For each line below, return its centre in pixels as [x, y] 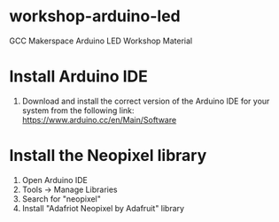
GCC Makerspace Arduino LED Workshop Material [101, 41]
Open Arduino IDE [55, 180]
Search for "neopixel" [62, 199]
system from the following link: [78, 110]
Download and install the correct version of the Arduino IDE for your [146, 101]
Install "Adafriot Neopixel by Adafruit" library [103, 208]
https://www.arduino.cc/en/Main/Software [99, 119]
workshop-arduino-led [95, 16]
